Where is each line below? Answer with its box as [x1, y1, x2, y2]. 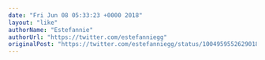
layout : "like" [8, 19, 58, 26]
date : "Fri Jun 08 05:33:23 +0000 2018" [8, 11, 144, 19]
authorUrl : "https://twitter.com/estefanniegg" [8, 33, 168, 41]
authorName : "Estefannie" [8, 26, 93, 34]
